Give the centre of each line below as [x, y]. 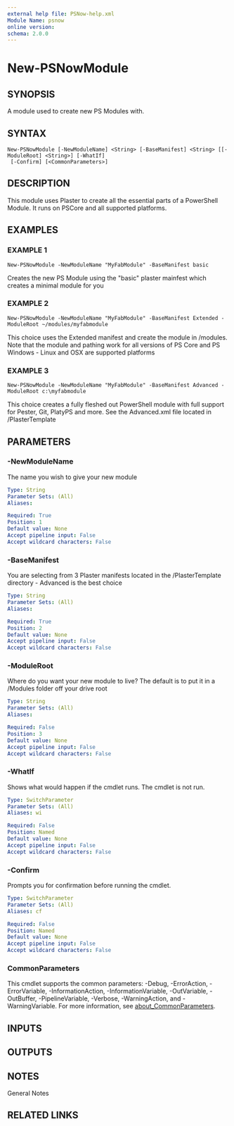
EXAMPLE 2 [28, 304]
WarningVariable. [32, 1006]
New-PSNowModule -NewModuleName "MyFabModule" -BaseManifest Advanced [113, 385]
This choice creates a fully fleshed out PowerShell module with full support [116, 404]
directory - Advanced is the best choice [65, 583]
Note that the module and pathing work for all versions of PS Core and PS [114, 345]
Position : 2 [25, 628]
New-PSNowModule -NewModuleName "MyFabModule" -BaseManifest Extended [113, 318]
